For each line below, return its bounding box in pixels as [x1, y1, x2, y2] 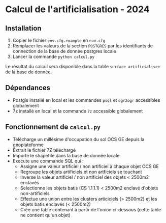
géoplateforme [12, 142, 44, 148]
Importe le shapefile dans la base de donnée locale [12, 152, 120, 158]
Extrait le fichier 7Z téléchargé [12, 147, 76, 153]
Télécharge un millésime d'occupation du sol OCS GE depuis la [12, 136, 145, 142]
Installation [5, 24, 42, 33]
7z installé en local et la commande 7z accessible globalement [12, 108, 143, 114]
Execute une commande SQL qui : [12, 158, 84, 164]
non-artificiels [20, 190, 50, 197]
